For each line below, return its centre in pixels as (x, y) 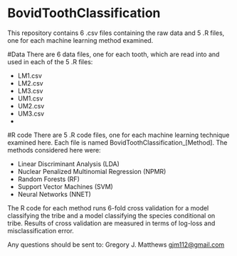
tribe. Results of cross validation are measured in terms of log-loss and (111, 223)
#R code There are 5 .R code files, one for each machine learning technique (118, 135)
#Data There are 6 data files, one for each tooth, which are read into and (114, 54)
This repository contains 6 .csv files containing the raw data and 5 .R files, (116, 33)
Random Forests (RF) (48, 179)
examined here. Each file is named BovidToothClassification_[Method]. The (117, 142)
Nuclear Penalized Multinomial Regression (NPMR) (92, 171)
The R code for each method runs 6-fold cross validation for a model (108, 208)
